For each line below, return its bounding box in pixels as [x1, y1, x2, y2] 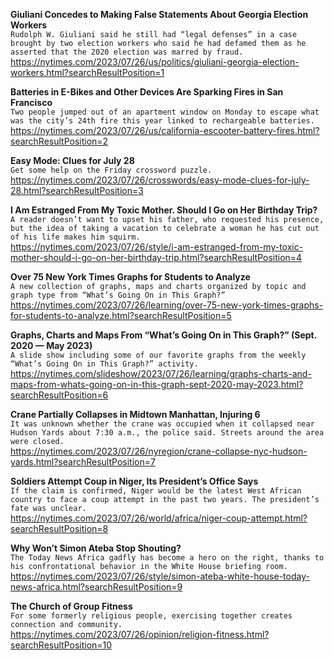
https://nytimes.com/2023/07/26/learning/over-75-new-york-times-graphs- [10, 299, 324, 311]
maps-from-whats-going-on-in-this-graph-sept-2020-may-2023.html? [10, 379, 304, 390]
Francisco [10, 97, 53, 108]
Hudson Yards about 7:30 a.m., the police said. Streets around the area [10, 428, 325, 438]
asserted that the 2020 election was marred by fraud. [10, 47, 244, 57]
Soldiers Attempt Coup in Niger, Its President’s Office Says [10, 475, 259, 487]
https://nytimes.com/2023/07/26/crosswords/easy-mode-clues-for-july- [10, 174, 310, 186]
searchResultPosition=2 [10, 135, 109, 147]
